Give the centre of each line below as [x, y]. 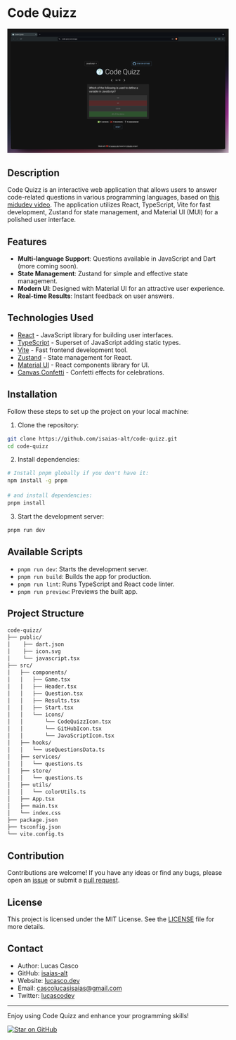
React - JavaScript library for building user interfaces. [95, 334]
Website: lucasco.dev [48, 980]
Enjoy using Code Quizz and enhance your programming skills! [98, 1015]
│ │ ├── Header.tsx [42, 687]
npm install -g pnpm [38, 481]
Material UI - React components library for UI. [83, 365]
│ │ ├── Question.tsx [45, 694]
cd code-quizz [28, 446]
